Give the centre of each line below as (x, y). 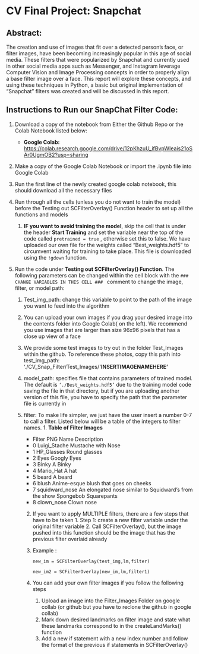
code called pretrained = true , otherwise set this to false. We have (107, 238)
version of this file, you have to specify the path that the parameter (105, 397)
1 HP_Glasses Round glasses (67, 451)
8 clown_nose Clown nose (64, 502)
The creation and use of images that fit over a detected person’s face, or (95, 47)
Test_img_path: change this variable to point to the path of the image (108, 299)
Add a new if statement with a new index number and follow (115, 638)
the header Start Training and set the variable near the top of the (103, 232)
